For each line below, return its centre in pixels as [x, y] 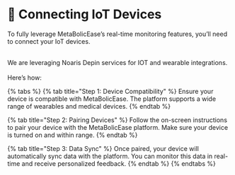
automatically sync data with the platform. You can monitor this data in [110, 156]
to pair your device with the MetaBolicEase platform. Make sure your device [118, 127]
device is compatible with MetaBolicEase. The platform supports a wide [112, 99]
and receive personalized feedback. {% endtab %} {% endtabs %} [119, 163]
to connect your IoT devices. [49, 41]
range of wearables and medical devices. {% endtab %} [89, 106]
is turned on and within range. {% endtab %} [73, 135]
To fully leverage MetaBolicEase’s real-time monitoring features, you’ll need [117, 34]
